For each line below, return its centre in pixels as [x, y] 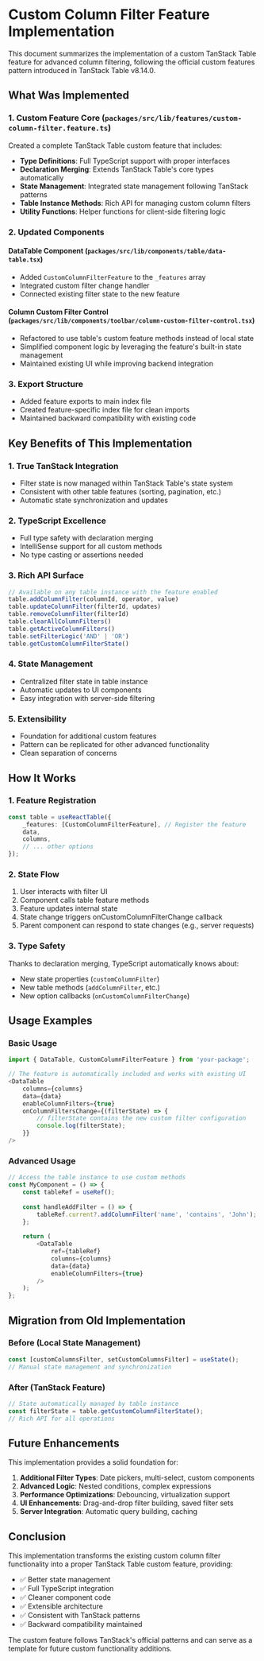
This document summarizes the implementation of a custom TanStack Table [132, 53]
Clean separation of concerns [68, 753]
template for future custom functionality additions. [90, 1649]
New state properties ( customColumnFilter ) [90, 978]
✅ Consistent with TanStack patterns [80, 1616]
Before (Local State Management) [75, 1343]
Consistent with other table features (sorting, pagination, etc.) [121, 491]
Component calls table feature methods [84, 900]
